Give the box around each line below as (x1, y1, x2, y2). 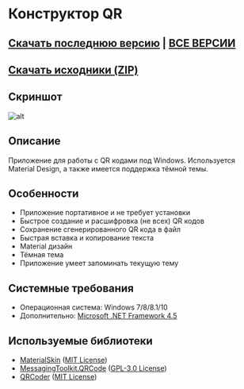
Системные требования (8, 281, 135, 295)
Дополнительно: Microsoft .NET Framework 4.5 (19, 311, 177, 321)
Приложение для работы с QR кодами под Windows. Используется (8, 156, 236, 165)
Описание (8, 134, 61, 148)
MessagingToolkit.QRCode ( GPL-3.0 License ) (19, 364, 168, 373)
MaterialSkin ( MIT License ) (19, 355, 108, 365)
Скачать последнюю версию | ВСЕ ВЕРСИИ (8, 37, 236, 50)
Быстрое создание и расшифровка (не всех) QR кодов (19, 216, 204, 226)
